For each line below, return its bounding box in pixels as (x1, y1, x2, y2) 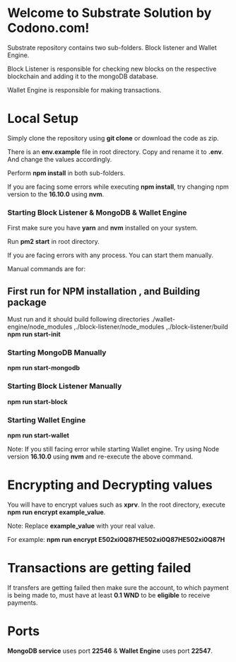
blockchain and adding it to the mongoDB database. (7, 72, 159, 81)
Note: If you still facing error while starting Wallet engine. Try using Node (7, 444, 220, 453)
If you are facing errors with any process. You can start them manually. (7, 251, 214, 259)
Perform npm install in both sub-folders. (7, 168, 126, 177)
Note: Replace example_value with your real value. (7, 521, 155, 530)
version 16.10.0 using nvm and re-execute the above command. (7, 452, 194, 461)
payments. (7, 598, 38, 607)
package (7, 296, 47, 308)
